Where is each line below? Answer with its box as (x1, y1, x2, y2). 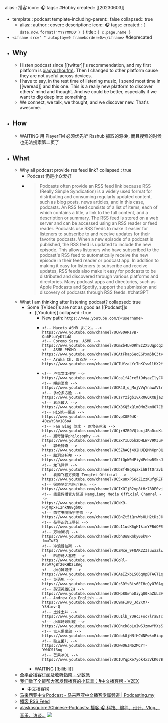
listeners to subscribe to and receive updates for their (39, 231, 151, 237)
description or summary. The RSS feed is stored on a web (39, 215, 159, 221)
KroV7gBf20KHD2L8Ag (42, 562, 83, 567)
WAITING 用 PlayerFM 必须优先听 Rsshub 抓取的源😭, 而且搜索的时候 (19, 133, 162, 139)
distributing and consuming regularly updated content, (39, 194, 152, 200)
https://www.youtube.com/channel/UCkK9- (42, 501, 128, 506)
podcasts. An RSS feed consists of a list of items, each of (39, 204, 158, 210)
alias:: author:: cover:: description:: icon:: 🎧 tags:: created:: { (19, 22, 146, 28)
